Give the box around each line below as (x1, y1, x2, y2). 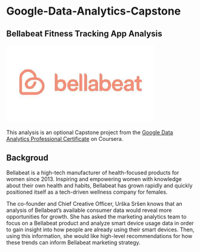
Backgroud (6, 153, 48, 163)
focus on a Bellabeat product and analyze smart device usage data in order (6, 219, 194, 226)
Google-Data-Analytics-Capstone (6, 4, 181, 18)
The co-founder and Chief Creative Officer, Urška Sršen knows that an (6, 200, 183, 207)
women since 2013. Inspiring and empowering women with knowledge (6, 175, 182, 183)
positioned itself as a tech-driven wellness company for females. (6, 188, 168, 196)
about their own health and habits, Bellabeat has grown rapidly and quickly (6, 182, 193, 189)
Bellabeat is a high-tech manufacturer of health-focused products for (6, 169, 179, 176)
